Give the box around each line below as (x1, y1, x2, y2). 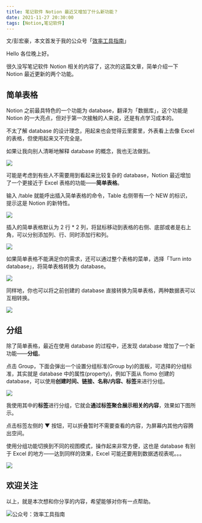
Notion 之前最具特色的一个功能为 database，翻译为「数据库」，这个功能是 (6, 107, 188, 114)
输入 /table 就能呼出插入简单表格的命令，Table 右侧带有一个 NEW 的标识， (6, 192, 191, 199)
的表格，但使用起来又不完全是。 (6, 135, 85, 142)
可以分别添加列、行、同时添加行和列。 (16, 231, 112, 239)
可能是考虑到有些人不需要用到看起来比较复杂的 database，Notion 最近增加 (6, 172, 191, 179)
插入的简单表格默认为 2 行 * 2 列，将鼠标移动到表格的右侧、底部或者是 (6, 224, 181, 231)
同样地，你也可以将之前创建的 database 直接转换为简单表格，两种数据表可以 (6, 287, 195, 294)
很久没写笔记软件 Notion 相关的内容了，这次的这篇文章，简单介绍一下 (6, 63, 179, 70)
